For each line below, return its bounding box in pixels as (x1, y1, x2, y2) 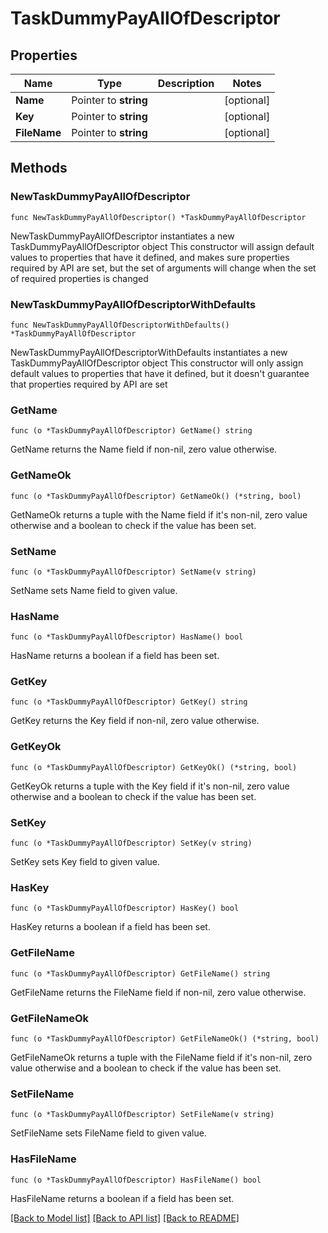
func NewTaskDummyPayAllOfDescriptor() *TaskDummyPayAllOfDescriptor (10, 212, 307, 222)
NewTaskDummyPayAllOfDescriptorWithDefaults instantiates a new (10, 346, 288, 358)
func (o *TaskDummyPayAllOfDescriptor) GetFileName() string (10, 968, 271, 979)
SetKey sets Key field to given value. (10, 856, 161, 868)
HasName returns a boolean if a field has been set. (10, 650, 220, 662)
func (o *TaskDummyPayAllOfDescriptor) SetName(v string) (10, 567, 257, 577)
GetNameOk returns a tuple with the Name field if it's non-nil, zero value (10, 508, 308, 521)
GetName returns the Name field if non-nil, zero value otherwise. (10, 443, 278, 456)
